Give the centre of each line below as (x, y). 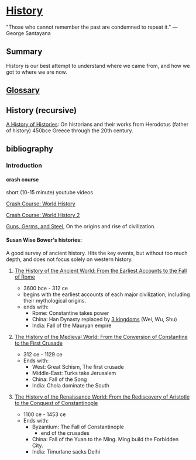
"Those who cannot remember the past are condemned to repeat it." (89, 27)
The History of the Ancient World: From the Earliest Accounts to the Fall (101, 270)
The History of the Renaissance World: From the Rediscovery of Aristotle (102, 397)
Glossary (23, 90)
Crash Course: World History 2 (43, 215)
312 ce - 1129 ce (43, 354)
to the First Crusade (39, 343)
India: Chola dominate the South (71, 385)
